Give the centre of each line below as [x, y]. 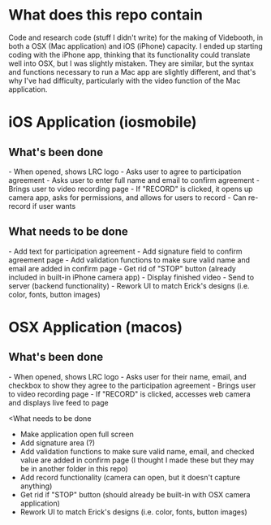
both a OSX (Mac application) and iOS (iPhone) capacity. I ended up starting [136, 46]
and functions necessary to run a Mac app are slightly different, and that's [132, 72]
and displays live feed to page [58, 402]
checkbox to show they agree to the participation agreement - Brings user [132, 385]
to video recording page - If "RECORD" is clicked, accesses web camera [129, 394]
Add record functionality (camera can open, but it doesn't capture [130, 477]
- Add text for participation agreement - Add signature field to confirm [125, 251]
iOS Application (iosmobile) [103, 122]
